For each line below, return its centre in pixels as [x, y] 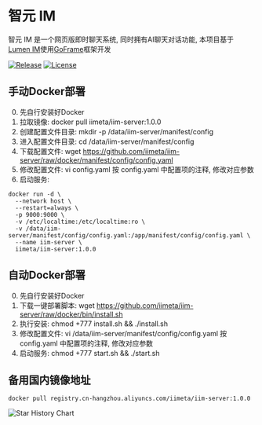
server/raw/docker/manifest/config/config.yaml [96, 160]
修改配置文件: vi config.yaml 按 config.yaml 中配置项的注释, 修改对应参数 [137, 169]
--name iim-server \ [49, 242]
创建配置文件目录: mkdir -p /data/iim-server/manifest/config [116, 131]
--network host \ [44, 201]
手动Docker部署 [47, 92]
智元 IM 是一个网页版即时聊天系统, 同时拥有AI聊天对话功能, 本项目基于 [121, 39]
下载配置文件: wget [50, 151]
